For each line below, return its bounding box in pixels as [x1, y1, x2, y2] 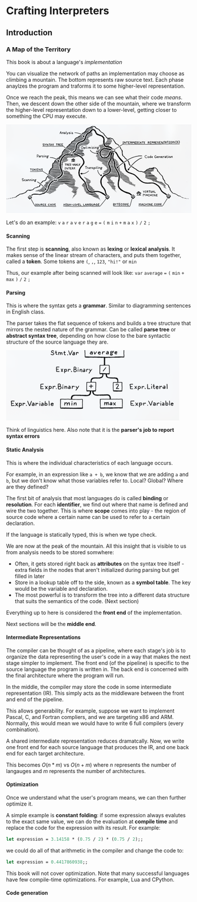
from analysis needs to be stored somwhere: [6, 548, 115, 555]
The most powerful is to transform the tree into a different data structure [14, 591, 190, 598]
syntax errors [6, 432, 40, 440]
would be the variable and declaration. [14, 585, 108, 592]
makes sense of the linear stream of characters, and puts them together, [6, 252, 182, 259]
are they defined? [6, 483, 49, 490]
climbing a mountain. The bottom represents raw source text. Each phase [6, 76, 184, 83]
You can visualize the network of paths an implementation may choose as [6, 69, 185, 77]
